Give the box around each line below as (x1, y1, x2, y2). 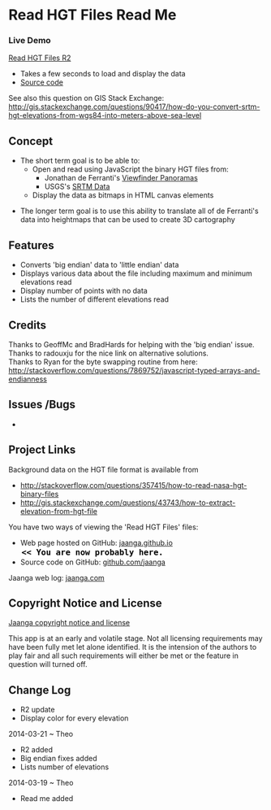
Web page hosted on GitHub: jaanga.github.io (19, 538, 173, 547)
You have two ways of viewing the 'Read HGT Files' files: (8, 522, 199, 532)
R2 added (19, 745, 54, 755)
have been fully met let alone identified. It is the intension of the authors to (8, 642, 257, 652)
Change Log (8, 683, 71, 697)
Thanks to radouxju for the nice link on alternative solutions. (8, 348, 209, 358)
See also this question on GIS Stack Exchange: (8, 94, 165, 103)
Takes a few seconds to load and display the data (19, 69, 186, 79)
